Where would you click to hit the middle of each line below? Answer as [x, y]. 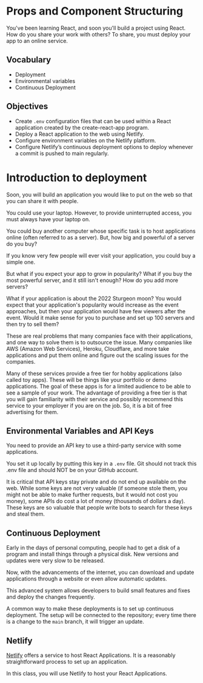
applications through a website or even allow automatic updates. [87, 579]
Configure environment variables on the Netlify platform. [85, 140]
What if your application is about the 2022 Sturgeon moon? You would [94, 298]
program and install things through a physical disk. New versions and [92, 554]
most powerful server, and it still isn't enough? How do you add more [92, 280]
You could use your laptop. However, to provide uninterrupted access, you [99, 213]
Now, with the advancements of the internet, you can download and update [100, 572]
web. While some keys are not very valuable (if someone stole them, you [97, 488]
